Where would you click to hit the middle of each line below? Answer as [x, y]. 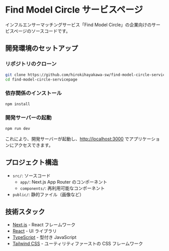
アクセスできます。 [33, 145]
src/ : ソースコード [31, 176]
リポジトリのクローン [31, 64]
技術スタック [25, 212]
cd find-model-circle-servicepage [41, 79]
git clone [16, 75]
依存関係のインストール [33, 93]
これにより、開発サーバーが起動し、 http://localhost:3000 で [67, 139]
